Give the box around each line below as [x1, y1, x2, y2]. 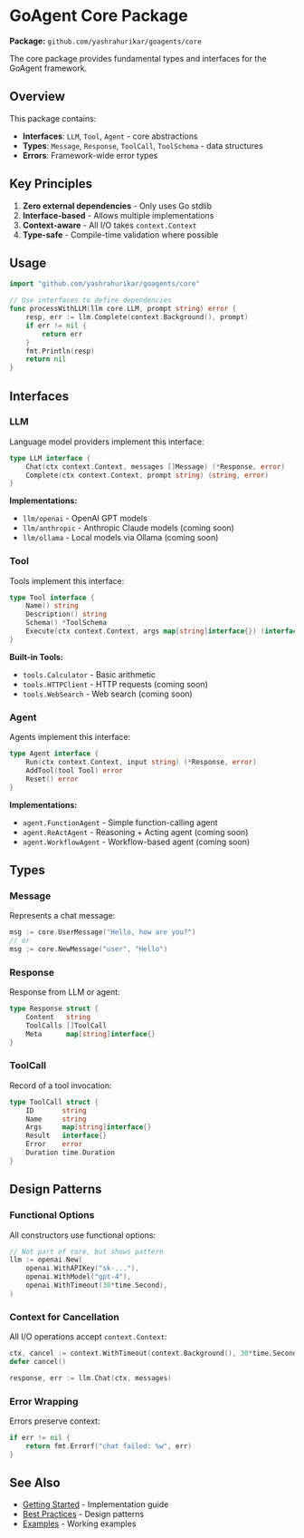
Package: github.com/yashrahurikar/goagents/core [9, 35, 202, 46]
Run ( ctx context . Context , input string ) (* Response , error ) [25, 758, 257, 767]
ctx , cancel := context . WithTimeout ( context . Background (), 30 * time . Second [9, 1348, 298, 1358]
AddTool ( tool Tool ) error [25, 765, 124, 775]
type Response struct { [9, 1004, 100, 1014]
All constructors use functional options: [9, 1230, 157, 1241]
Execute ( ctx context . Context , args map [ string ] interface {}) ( [25, 627, 265, 636]
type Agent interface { [9, 749, 100, 758]
